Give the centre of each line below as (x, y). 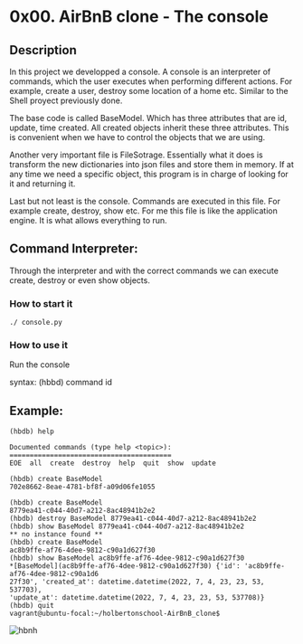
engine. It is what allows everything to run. (88, 220)
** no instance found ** (56, 535)
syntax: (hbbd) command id (61, 383)
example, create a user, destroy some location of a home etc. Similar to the (149, 91)
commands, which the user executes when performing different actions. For (151, 81)
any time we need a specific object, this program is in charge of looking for (149, 174)
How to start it (41, 303)
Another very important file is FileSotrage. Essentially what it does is (137, 155)
